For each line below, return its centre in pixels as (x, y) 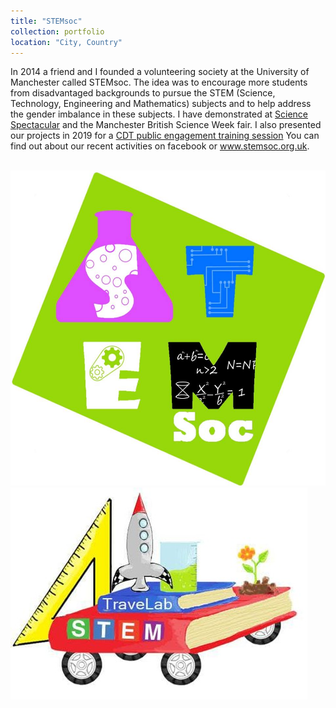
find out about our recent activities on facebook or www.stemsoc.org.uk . (160, 146)
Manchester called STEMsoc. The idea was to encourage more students (159, 82)
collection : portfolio (57, 31)
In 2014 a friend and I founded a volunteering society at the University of (160, 72)
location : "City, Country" (66, 42)
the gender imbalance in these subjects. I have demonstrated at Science (159, 114)
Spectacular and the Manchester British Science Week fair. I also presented (166, 125)
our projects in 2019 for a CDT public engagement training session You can (165, 136)
